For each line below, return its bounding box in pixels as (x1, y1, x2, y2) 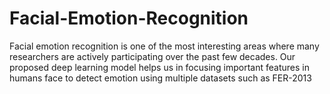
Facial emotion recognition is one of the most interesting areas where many (9, 40, 320, 52)
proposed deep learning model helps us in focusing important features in (9, 61, 310, 73)
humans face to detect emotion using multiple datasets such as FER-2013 (9, 72, 312, 84)
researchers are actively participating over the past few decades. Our (9, 50, 296, 62)
